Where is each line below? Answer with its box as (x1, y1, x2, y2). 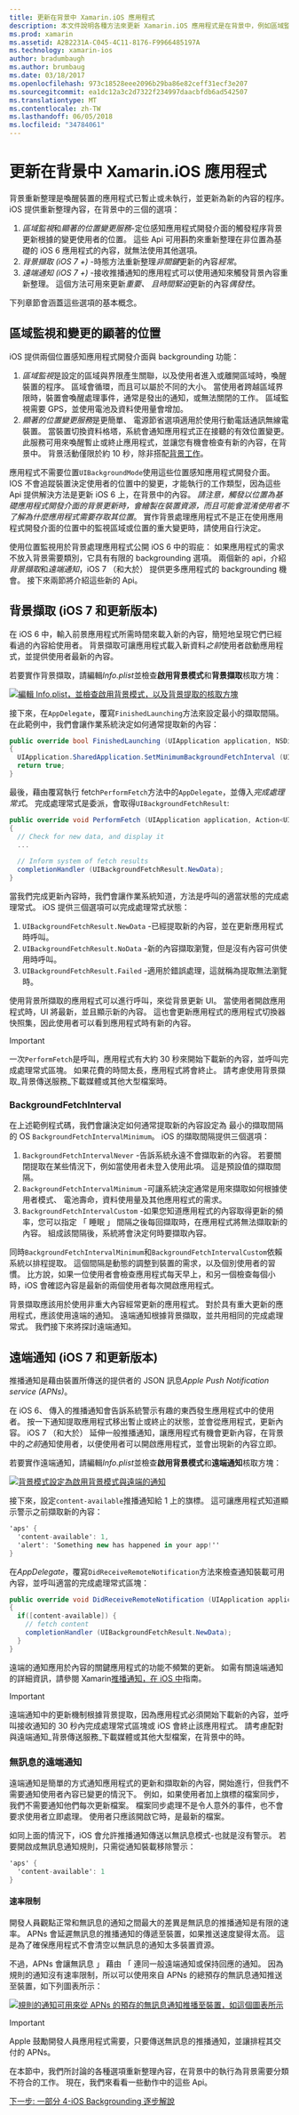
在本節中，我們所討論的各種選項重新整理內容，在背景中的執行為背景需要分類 (9, 2065, 289, 2076)
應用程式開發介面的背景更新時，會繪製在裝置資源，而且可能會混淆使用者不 (16, 500, 289, 511)
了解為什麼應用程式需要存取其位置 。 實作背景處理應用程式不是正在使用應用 (9, 511, 284, 521)
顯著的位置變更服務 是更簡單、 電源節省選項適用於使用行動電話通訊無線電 (21, 415, 289, 425)
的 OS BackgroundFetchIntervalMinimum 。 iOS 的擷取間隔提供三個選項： (9, 1131, 271, 1142)
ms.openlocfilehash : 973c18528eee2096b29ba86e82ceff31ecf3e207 (9, 79, 248, 88)
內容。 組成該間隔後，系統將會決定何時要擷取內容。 (21, 1228, 211, 1239)
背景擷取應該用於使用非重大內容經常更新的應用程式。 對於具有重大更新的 (9, 1299, 276, 1310)
